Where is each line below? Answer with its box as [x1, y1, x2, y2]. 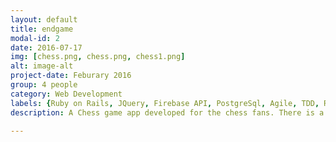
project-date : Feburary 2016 [10, 71, 132, 81]
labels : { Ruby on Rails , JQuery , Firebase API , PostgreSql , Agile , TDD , [10, 98, 320, 108]
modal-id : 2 [10, 33, 60, 43]
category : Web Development [10, 89, 123, 99]
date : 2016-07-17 [10, 42, 83, 53]
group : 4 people [10, 80, 78, 90]
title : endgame [10, 24, 74, 34]
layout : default [10, 14, 78, 25]
